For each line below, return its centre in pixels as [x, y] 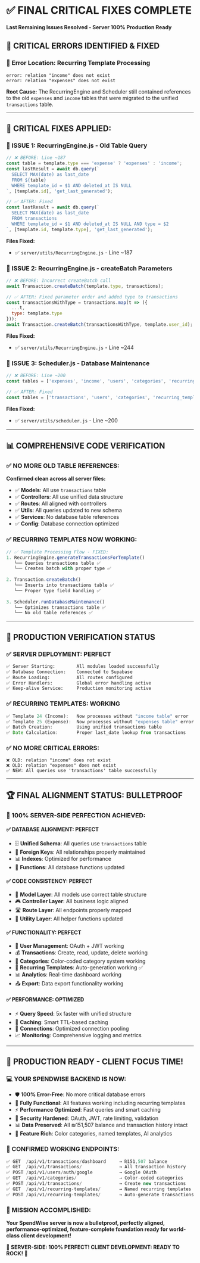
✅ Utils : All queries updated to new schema [68, 511]
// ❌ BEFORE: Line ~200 [36, 376]
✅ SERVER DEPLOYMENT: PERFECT [59, 654]
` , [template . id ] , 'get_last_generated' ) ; [60, 191]
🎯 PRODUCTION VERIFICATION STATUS [81, 637]
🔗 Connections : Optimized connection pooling [72, 1028]
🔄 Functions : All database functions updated [70, 867]
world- [177, 1229]
